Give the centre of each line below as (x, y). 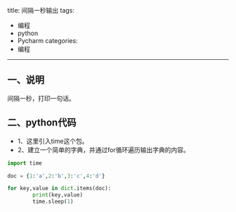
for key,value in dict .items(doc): (59, 189)
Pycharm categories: (48, 40)
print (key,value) (58, 195)
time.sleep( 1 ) (53, 202)
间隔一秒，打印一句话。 (41, 98)
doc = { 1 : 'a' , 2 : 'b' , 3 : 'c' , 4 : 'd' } (56, 176)
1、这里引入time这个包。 (53, 141)
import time (25, 163)
